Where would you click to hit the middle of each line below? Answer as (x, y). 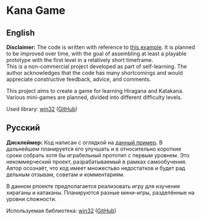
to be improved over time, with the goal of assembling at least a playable (97, 54)
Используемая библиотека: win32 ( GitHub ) (61, 210)
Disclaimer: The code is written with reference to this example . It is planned (101, 47)
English (21, 33)
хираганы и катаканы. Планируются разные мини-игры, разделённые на (101, 192)
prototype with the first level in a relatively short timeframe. (80, 60)
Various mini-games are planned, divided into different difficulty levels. (94, 97)
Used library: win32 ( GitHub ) (42, 109)
